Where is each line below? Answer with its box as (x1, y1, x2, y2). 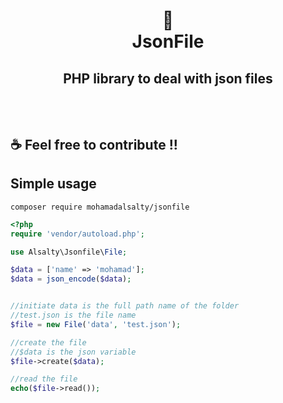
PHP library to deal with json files (63, 70, 273, 87)
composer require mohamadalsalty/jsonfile (10, 202, 190, 212)
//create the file (10, 337, 87, 348)
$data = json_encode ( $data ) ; (10, 274, 132, 284)
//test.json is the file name (10, 310, 137, 321)
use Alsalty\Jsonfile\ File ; (10, 247, 128, 257)
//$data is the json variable (10, 347, 137, 357)
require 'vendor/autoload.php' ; (10, 229, 145, 239)
